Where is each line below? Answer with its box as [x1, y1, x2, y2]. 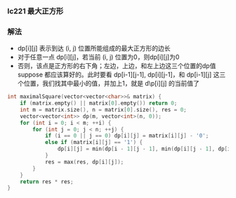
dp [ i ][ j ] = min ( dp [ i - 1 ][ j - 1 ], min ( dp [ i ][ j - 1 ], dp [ [57, 145, 228, 152]
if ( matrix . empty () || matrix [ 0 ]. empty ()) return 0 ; [20, 100, 178, 107]
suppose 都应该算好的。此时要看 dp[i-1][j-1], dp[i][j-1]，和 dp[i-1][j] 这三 [17, 70, 226, 79]
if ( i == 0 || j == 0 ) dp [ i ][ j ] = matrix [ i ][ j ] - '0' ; [44, 132, 209, 140]
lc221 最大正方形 [7, 6, 64, 15]
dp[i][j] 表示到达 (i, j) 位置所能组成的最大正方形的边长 [17, 44, 171, 53]
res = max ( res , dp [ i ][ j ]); [44, 158, 124, 166]
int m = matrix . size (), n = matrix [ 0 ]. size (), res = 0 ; [20, 106, 188, 113]
